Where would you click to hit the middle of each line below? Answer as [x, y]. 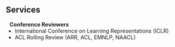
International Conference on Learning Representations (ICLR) [92, 31]
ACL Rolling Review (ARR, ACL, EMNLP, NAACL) [75, 37]
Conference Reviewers [39, 24]
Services [23, 10]
